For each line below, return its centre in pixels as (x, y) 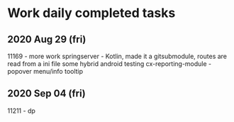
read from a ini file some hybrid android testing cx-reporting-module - (110, 64)
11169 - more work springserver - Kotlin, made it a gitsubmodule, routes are (117, 56)
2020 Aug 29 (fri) (47, 39)
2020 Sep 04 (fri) (47, 94)
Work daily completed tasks (91, 13)
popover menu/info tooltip (45, 71)
